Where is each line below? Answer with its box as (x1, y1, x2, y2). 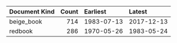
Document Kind (9, 8, 55, 15)
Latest (129, 8, 148, 15)
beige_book (9, 18, 42, 25)
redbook (9, 27, 33, 35)
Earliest (84, 8, 106, 15)
